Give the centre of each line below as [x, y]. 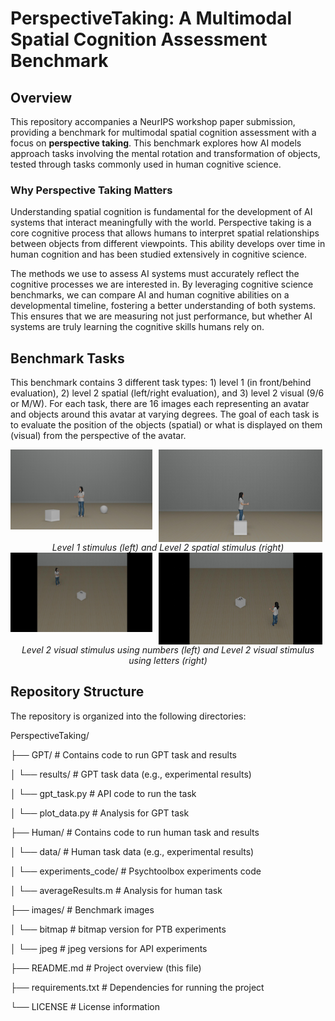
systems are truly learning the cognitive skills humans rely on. [137, 327]
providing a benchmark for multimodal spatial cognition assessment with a [163, 132]
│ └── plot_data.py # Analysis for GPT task [100, 813]
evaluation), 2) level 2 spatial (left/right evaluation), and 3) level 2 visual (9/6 [167, 393]
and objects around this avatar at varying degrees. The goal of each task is [165, 414]
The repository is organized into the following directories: [128, 716]
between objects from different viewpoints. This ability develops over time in [168, 244]
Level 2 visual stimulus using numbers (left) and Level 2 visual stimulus [168, 649]
